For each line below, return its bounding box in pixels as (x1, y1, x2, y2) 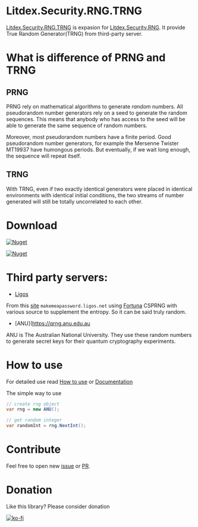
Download (6, 219, 58, 232)
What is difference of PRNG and (6, 51, 166, 65)
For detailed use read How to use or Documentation (6, 378, 133, 385)
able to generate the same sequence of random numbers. (6, 122, 147, 129)
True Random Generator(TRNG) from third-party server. (6, 30, 143, 37)
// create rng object (6, 401, 60, 407)
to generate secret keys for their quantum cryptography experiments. (6, 337, 176, 345)
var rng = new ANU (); (6, 406, 60, 412)
